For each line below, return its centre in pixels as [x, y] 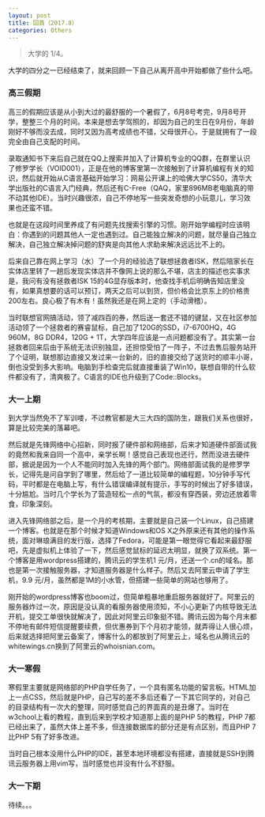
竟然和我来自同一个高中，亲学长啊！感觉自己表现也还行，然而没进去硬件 [132, 454]
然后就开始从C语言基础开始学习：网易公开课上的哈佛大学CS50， [127, 178]
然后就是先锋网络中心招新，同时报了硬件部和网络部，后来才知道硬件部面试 [129, 444]
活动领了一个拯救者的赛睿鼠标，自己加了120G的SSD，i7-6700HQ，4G [122, 327]
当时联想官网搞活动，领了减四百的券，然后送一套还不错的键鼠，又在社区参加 [132, 317]
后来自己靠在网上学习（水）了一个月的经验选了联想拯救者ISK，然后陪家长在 [131, 261]
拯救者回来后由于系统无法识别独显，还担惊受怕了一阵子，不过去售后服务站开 [132, 347]
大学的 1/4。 [47, 54]
